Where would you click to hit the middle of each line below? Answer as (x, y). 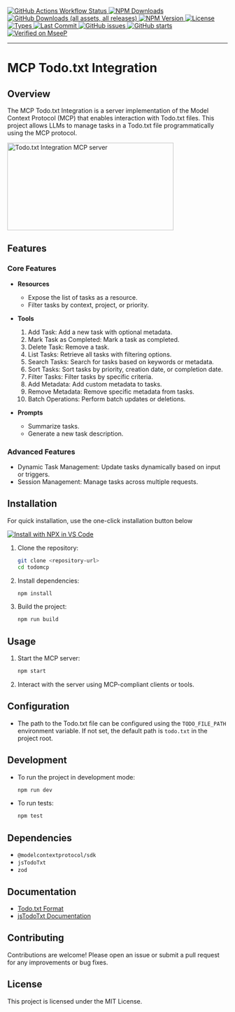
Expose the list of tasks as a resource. (83, 297)
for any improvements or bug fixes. (58, 962)
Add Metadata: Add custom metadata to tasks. (95, 384)
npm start (32, 671)
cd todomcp (33, 567)
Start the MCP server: (49, 658)
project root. (35, 738)
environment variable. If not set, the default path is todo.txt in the (112, 730)
